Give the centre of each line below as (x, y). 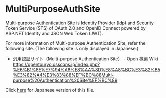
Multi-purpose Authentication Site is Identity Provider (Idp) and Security (80, 23)
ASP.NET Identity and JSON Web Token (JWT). (54, 33)
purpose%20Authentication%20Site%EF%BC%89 (65, 80)
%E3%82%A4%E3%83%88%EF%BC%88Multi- (63, 75)
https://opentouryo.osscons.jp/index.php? (56, 64)
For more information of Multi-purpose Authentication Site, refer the (75, 43)
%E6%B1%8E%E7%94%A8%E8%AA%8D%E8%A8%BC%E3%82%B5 (87, 70)
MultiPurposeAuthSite (53, 9)
